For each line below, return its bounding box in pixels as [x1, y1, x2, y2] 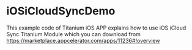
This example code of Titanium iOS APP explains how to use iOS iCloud [6, 24, 186, 31]
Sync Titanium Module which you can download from [6, 30, 141, 37]
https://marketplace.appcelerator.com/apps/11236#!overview [6, 37, 160, 44]
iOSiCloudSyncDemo [6, 4, 116, 18]
